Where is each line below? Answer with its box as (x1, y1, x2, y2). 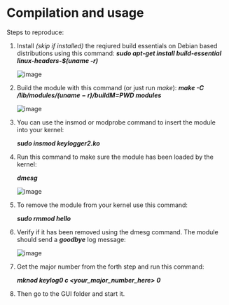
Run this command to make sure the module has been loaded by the (16, 152, 214, 161)
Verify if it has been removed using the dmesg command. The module (16, 227, 218, 236)
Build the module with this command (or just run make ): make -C (16, 83, 204, 92)
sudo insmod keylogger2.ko (16, 139, 101, 148)
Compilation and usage (6, 5, 144, 21)
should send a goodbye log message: (16, 235, 127, 243)
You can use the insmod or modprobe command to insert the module (16, 118, 216, 127)
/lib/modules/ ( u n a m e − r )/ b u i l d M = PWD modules (16, 91, 162, 99)
